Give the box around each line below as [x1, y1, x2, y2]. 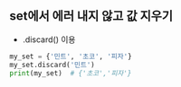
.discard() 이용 [22, 34, 76, 45]
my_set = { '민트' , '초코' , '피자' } [9, 52, 133, 61]
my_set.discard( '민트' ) [9, 60, 95, 69]
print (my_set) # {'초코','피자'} [9, 68, 132, 78]
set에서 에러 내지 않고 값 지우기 [9, 8, 174, 24]
